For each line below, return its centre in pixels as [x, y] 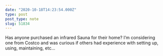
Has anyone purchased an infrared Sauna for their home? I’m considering [80, 38]
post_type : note [22, 19]
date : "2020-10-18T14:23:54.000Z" [41, 10]
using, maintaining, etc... [30, 48]
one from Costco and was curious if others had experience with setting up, [82, 43]
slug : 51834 [17, 24]
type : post [16, 14]
